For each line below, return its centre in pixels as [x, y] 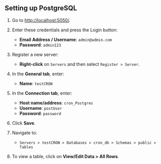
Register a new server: [35, 54]
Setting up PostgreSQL [41, 8]
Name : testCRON [36, 83]
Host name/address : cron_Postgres [56, 103]
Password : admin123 [40, 45]
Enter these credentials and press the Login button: [65, 30]
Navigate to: [24, 133]
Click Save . [24, 123]
